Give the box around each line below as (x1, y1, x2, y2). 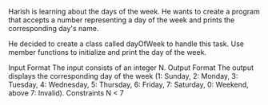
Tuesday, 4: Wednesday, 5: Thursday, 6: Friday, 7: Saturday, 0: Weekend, (8, 80, 250, 89)
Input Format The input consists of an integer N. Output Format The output (8, 63, 254, 72)
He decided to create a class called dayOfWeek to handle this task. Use (8, 39, 244, 49)
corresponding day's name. (8, 24, 99, 33)
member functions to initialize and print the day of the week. (8, 48, 206, 56)
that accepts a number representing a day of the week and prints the (8, 15, 235, 25)
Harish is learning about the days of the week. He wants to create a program (8, 7, 260, 16)
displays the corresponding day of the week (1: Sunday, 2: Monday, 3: (8, 72, 238, 80)
